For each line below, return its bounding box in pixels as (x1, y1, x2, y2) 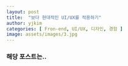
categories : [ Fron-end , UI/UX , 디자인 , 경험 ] (6, 25, 123, 32)
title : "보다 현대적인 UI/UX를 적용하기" (6, 15, 102, 21)
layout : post (6, 8, 40, 15)
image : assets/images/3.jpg (6, 31, 78, 38)
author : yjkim (6, 20, 43, 26)
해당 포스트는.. (6, 53, 47, 61)
